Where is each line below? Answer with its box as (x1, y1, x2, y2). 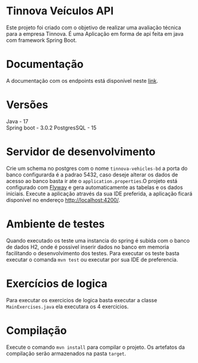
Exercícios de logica (6, 277, 108, 290)
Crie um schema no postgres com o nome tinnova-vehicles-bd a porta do (6, 165, 188, 172)
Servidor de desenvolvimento (6, 145, 156, 159)
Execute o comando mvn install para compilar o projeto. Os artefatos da (6, 343, 186, 350)
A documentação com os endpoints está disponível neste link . (6, 77, 159, 84)
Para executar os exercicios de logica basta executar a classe (6, 296, 158, 303)
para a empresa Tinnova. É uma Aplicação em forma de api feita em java (6, 30, 184, 37)
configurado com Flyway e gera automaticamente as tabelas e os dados (6, 184, 183, 191)
